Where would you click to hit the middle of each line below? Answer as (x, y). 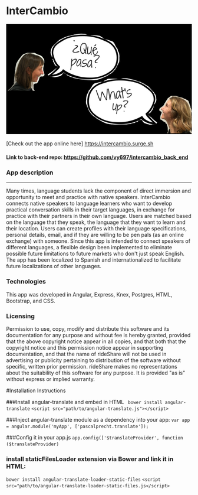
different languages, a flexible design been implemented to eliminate (89, 247)
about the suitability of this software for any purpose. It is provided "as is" (96, 373)
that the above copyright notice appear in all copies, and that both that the (96, 341)
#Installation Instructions (36, 390)
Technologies (26, 282)
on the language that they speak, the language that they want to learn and (96, 222)
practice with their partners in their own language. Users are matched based (99, 216)
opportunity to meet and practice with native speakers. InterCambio (88, 197)
